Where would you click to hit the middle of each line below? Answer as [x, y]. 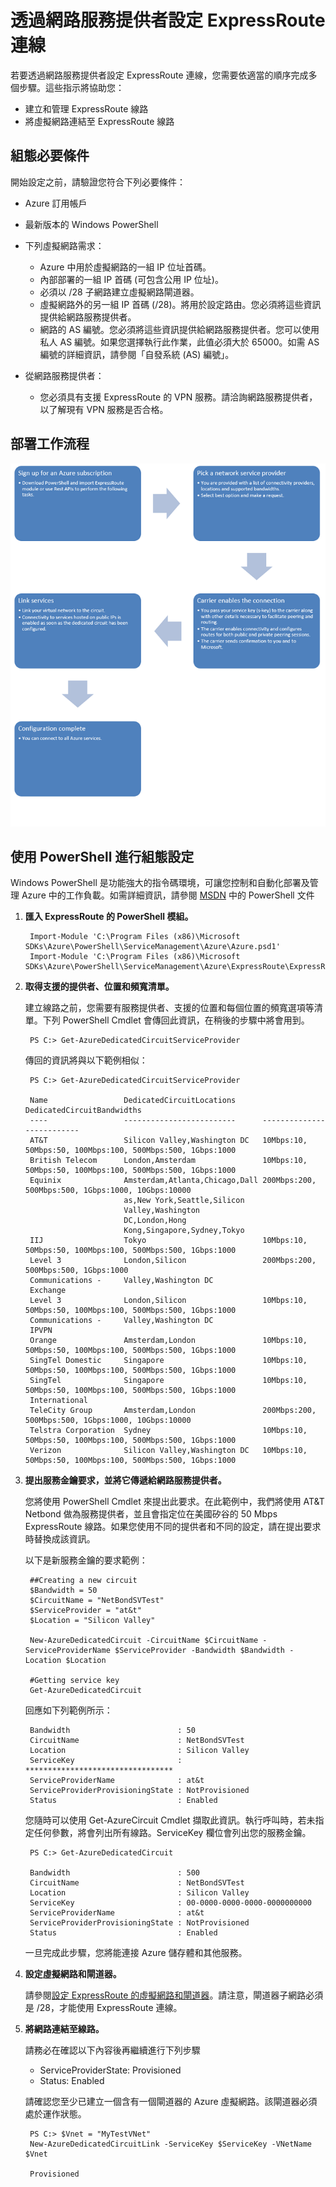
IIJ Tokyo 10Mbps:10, [168, 1241]
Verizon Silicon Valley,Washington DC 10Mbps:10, [168, 1451]
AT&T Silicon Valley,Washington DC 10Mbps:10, [168, 1141]
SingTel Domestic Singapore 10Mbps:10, [168, 1361]
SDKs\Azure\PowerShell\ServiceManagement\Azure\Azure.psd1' [152, 947]
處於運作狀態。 [55, 2114]
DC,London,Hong [155, 1221]
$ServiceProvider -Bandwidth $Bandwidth [200, 1651]
